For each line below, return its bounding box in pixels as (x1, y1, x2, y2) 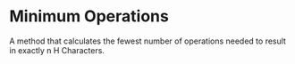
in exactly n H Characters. (9, 44, 105, 55)
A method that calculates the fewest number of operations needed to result (9, 36, 286, 46)
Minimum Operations (9, 6, 170, 27)
